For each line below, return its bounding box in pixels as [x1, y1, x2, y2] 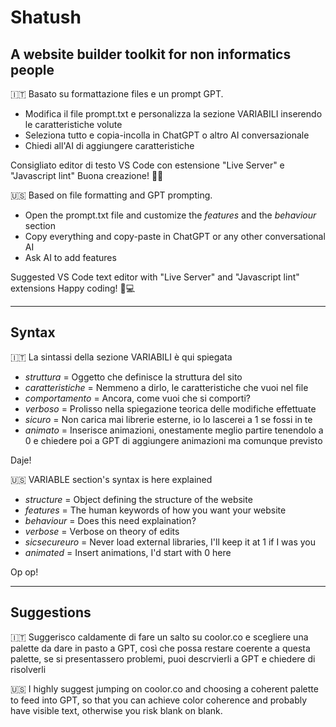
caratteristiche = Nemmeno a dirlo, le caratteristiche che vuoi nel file [24, 381, 309, 393]
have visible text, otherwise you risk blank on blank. [10, 704, 223, 716]
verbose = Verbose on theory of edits [24, 525, 180, 537]
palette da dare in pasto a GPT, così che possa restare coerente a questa [10, 642, 311, 654]
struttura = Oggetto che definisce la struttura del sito [24, 371, 243, 383]
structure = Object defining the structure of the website [24, 493, 253, 505]
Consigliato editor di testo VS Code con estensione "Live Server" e [10, 159, 285, 171]
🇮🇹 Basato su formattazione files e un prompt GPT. [10, 88, 224, 100]
